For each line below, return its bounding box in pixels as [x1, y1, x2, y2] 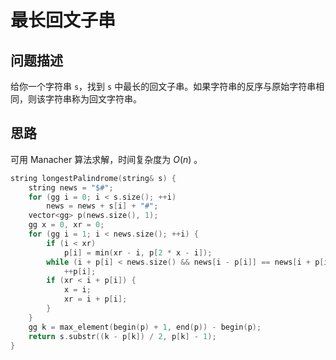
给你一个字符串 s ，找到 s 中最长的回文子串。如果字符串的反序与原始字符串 [10, 81, 317, 92]
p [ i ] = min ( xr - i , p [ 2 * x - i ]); [63, 247, 213, 258]
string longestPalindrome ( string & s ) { [10, 173, 177, 183]
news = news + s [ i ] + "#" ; [46, 201, 159, 211]
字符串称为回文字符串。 [44, 93, 142, 105]
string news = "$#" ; [28, 182, 114, 193]
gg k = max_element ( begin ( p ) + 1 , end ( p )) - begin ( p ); [28, 322, 262, 332]
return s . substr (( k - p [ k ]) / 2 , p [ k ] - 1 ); [28, 331, 217, 341]
